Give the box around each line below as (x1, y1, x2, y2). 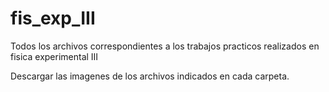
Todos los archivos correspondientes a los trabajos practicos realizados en (10, 40, 320, 52)
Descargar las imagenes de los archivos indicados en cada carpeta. (10, 70, 290, 82)
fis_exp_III (10, 7, 96, 30)
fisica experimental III (10, 50, 99, 62)
